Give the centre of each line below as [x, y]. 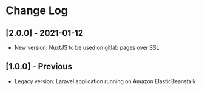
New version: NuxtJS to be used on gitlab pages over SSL [87, 47]
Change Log [37, 11]
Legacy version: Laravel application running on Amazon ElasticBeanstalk [105, 81]
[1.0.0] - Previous [39, 66]
